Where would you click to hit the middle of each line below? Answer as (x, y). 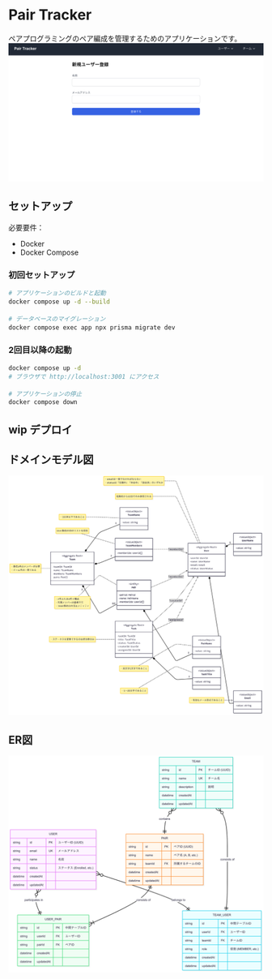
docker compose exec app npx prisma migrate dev (92, 327)
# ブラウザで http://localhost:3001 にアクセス (84, 376)
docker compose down (43, 402)
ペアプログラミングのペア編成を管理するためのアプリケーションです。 (125, 38)
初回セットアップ (42, 275)
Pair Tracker (50, 15)
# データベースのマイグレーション (57, 319)
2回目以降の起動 (40, 350)
